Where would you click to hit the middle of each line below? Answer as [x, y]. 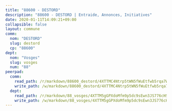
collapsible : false [26, 24]
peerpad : [15, 72]
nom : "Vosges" [25, 58]
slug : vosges [24, 62]
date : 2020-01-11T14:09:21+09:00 [41, 19]
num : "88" [20, 67]
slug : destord [25, 43]
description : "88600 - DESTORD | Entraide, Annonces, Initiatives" [79, 15]
